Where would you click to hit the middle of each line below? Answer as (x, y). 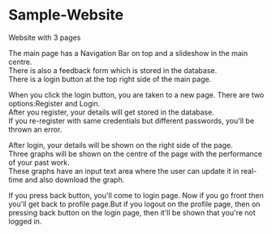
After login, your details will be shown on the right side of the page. (121, 145)
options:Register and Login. (54, 103)
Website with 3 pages (45, 37)
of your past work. (39, 162)
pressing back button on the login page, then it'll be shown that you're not (132, 212)
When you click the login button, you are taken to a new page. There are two (136, 94)
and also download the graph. (75, 180)
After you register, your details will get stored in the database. (112, 112)
